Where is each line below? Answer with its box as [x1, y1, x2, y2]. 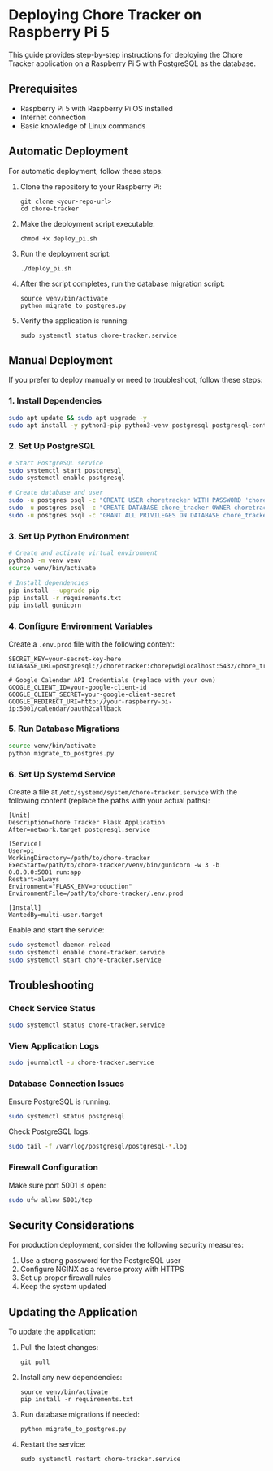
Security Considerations [8, 1218, 136, 1232]
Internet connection [19, 112, 87, 122]
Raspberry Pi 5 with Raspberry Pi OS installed [19, 103, 173, 113]
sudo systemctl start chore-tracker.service [8, 956, 162, 964]
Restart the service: [19, 1439, 87, 1449]
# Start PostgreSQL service [8, 459, 104, 467]
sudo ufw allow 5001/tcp [8, 1196, 93, 1204]
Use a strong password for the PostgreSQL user [19, 1256, 181, 1265]
